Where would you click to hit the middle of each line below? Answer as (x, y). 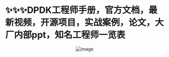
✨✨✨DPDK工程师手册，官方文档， (77, 10)
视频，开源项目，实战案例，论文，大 (89, 23)
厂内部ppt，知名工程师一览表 (65, 35)
